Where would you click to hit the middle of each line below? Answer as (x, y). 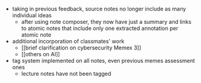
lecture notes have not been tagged (66, 74)
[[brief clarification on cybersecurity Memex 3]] (81, 48)
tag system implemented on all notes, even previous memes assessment (104, 61)
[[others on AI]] (40, 54)
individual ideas (32, 15)
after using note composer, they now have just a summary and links (106, 22)
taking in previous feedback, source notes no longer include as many (99, 9)
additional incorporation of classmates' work (68, 41)
